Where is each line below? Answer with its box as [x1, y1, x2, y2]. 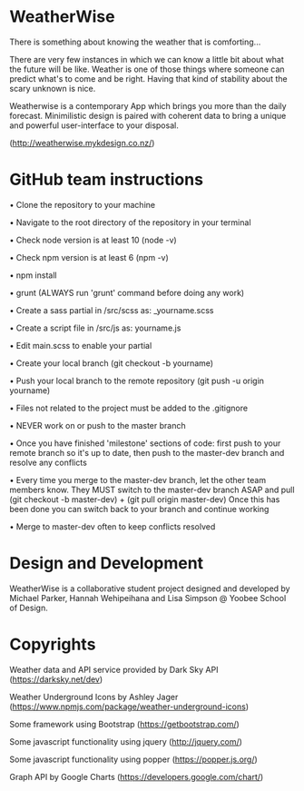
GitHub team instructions [9, 170, 204, 190]
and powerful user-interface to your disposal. [9, 120, 179, 131]
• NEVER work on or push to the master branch [9, 420, 186, 430]
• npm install [9, 270, 57, 281]
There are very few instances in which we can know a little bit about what [9, 54, 284, 64]
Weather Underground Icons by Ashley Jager [9, 691, 179, 702]
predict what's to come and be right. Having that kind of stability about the [9, 73, 288, 84]
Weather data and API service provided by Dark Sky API [9, 664, 219, 675]
